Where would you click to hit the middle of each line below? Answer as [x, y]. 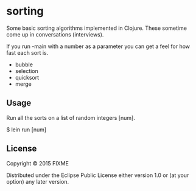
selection [26, 71]
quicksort [27, 77]
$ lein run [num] [26, 130]
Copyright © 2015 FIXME [37, 163]
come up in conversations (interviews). [55, 34]
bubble [24, 64]
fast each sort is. [27, 52]
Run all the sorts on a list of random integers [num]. [71, 117]
